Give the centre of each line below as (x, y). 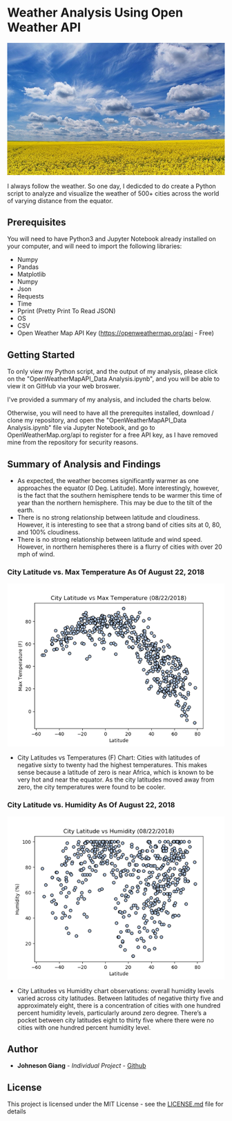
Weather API (44, 27)
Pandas (28, 267)
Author (22, 1049)
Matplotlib (31, 274)
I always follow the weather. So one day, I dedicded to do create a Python (112, 186)
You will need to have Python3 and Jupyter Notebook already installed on (112, 239)
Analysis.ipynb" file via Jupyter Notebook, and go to (81, 428)
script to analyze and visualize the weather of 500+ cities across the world (113, 193)
